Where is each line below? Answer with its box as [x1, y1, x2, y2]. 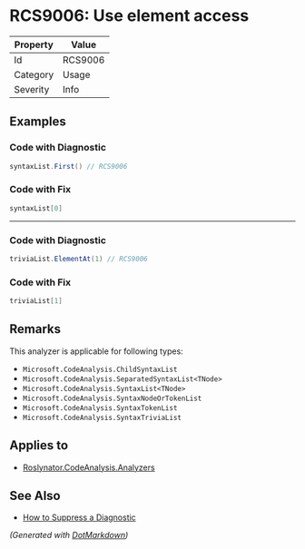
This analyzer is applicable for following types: [9, 346, 183, 357]
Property [14, 38, 54, 51]
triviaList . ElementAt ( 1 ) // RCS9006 [9, 254, 148, 263]
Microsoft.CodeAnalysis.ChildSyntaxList [22, 365, 178, 374]
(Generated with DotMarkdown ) [9, 530, 129, 541]
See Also [9, 488, 61, 504]
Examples [9, 114, 66, 130]
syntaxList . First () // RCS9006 [9, 162, 128, 171]
